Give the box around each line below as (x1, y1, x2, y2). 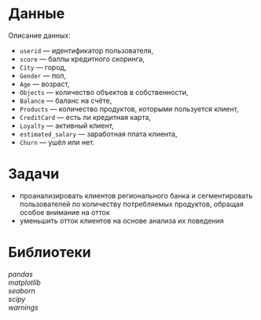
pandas (8, 269, 34, 278)
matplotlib (8, 278, 41, 287)
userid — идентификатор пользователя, (19, 45, 154, 55)
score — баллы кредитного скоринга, (19, 54, 145, 64)
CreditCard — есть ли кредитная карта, (19, 112, 152, 122)
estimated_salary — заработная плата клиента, (19, 129, 178, 138)
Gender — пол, (19, 71, 67, 80)
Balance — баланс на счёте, (19, 96, 112, 105)
